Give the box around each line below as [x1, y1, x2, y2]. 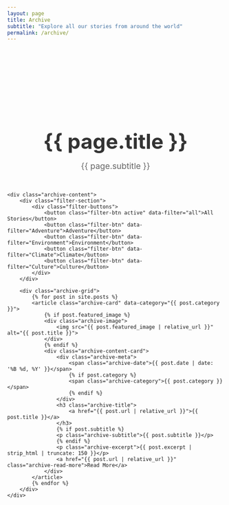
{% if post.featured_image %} [43, 312, 131, 319]
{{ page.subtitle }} [80, 161, 151, 172]
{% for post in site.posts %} [32, 293, 118, 301]
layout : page [7, 10, 45, 17]
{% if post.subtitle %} [56, 426, 125, 433]
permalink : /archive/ [7, 29, 69, 36]
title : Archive [7, 16, 51, 23]
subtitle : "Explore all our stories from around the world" [7, 23, 184, 30]
